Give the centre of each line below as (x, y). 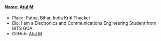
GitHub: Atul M (27, 34)
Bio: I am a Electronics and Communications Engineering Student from (84, 23)
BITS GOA (22, 28)
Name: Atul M (19, 7)
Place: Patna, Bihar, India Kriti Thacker (51, 18)
